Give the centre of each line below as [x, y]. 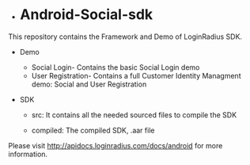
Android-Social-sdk [86, 15]
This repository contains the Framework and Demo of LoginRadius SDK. [125, 36]
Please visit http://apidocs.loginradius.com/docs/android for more [116, 145]
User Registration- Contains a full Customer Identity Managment [136, 75]
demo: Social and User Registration [89, 84]
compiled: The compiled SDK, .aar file [93, 130]
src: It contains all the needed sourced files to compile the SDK [134, 115]
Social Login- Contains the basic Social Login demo [116, 67]
